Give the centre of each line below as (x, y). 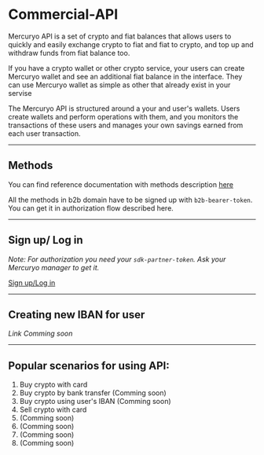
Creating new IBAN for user (77, 315)
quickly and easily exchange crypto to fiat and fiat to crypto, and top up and (131, 44)
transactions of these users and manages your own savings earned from (126, 125)
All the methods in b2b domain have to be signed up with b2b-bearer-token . (130, 200)
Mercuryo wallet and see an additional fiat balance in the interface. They (125, 76)
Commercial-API (63, 15)
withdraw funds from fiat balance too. (69, 53)
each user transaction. (44, 133)
